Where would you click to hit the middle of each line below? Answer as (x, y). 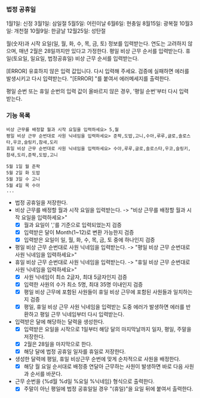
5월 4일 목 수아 (23, 185)
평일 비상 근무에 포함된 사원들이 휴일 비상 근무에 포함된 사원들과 (98, 292)
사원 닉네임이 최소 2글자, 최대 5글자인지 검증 (75, 277)
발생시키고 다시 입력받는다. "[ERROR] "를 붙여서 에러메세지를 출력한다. (88, 79)
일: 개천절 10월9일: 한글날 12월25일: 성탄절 (56, 31)
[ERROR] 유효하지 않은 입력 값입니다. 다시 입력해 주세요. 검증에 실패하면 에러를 (98, 71)
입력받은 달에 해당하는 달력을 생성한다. (59, 322)
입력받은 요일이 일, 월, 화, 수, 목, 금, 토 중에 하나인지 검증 (89, 240)
